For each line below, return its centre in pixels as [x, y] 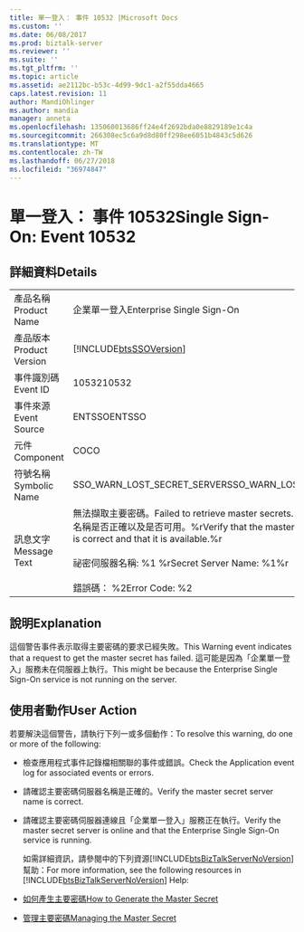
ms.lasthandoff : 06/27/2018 [62, 161]
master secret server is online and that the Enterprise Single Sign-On [151, 830]
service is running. [57, 840]
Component [39, 458]
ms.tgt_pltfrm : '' [44, 69]
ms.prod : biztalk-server [56, 43]
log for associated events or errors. [88, 773]
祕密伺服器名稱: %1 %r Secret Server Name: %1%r [181, 564]
